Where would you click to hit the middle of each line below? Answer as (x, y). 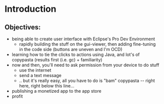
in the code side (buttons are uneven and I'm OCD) (71, 49)
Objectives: (23, 27)
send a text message (40, 75)
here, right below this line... (47, 86)
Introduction (31, 9)
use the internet (35, 70)
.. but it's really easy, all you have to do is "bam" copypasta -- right (87, 80)
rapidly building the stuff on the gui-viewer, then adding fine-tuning (87, 44)
